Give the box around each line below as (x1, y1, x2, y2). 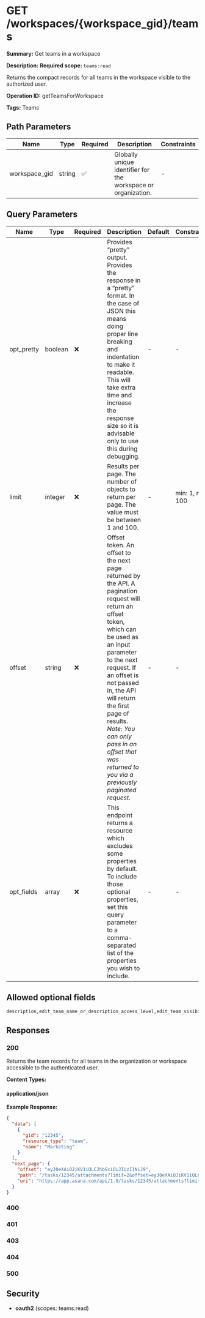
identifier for (114, 165, 150, 174)
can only (106, 732, 132, 741)
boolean (45, 345, 68, 353)
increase (106, 399, 132, 407)
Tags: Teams (6, 103, 40, 111)
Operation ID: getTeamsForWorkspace (6, 92, 104, 99)
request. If (106, 663, 137, 672)
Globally (114, 150, 138, 159)
